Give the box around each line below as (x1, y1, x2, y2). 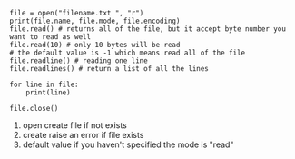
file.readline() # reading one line (9, 56, 148, 65)
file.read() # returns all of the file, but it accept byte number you (9, 25, 286, 34)
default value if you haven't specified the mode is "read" (22, 139, 234, 150)
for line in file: (9, 80, 79, 89)
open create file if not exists (22, 120, 127, 131)
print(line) (25, 88, 71, 97)
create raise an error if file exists (22, 130, 144, 140)
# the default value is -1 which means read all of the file (9, 48, 246, 57)
